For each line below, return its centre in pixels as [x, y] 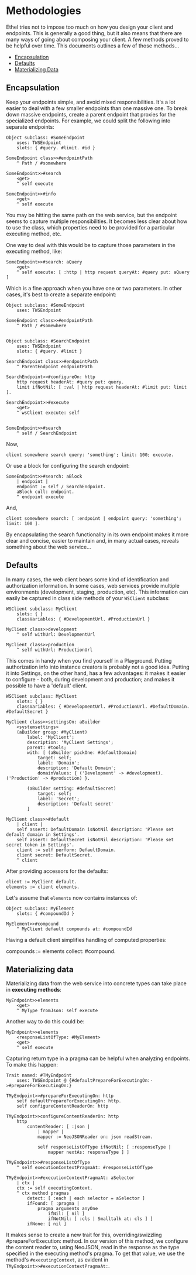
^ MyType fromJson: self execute [57, 1011]
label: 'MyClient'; [51, 737]
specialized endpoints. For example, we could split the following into [88, 121]
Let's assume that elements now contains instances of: [72, 897]
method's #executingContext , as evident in [57, 1260]
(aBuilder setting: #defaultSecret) [72, 789]
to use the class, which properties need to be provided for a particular [90, 227]
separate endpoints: [30, 126]
